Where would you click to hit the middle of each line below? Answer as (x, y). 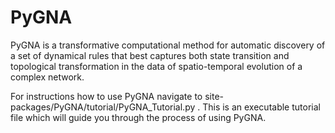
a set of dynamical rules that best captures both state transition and (150, 55)
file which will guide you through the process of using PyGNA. (138, 117)
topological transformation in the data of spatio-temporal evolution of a (156, 66)
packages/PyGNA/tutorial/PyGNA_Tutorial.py (103, 107)
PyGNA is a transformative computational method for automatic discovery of (168, 45)
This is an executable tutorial (261, 107)
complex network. (47, 77)
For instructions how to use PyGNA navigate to (106, 96)
